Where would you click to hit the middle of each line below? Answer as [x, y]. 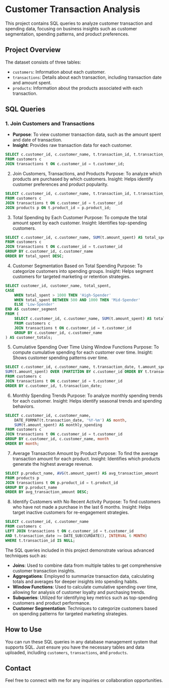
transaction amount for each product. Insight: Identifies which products [86, 459]
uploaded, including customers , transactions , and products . [67, 652]
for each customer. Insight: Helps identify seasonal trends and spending [87, 401]
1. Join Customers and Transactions [50, 124]
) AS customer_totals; [29, 337]
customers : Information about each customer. [59, 72]
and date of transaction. [37, 140]
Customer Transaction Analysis [73, 9]
